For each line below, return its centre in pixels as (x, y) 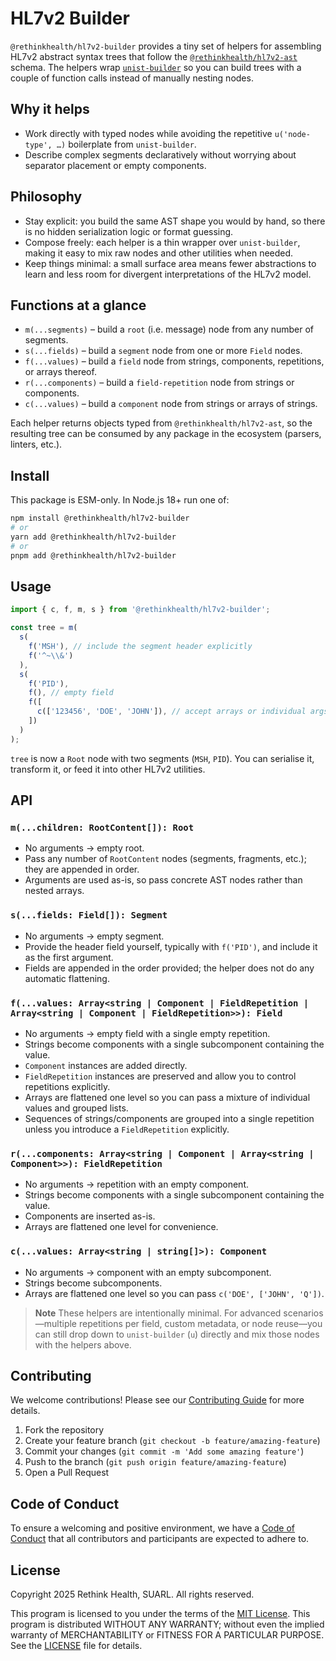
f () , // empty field (71, 693)
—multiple (56, 1323)
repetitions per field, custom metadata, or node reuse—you (200, 1323)
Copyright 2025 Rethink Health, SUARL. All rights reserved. (132, 1594)
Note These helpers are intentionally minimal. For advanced (158, 1313)
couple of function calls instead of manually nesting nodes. (132, 78)
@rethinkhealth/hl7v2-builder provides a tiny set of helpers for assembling (166, 46)
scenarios (303, 1313)
